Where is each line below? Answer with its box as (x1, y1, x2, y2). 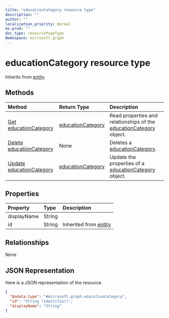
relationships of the (110, 118, 155, 125)
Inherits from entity (5, 74, 45, 80)
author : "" (5, 17, 28, 22)
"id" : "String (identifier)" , (10, 298, 73, 304)
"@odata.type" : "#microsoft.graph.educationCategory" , (10, 294, 127, 299)
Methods (5, 89, 34, 97)
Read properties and (110, 112, 158, 119)
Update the (110, 153, 136, 160)
